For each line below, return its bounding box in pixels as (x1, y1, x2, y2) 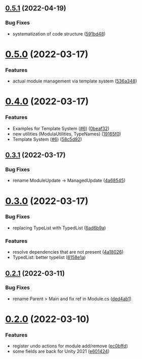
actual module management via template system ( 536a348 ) (12, 78, 137, 84)
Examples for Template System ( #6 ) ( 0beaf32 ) (12, 125, 110, 131)
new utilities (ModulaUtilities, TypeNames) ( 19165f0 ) (12, 131, 121, 137)
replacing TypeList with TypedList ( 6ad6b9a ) (12, 225, 106, 231)
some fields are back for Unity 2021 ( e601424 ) (12, 348, 110, 354)
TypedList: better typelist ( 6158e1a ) (12, 254, 86, 260)
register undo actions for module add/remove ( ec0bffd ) (12, 343, 128, 349)
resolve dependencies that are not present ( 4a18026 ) (12, 249, 124, 255)
